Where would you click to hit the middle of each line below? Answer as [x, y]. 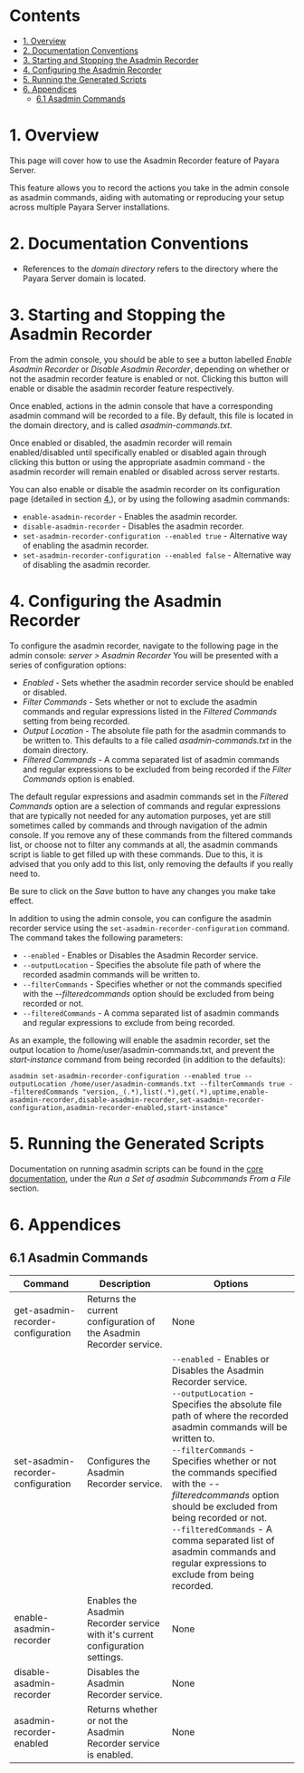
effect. [22, 901]
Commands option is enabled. [79, 779]
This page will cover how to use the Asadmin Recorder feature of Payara [144, 161]
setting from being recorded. [76, 721]
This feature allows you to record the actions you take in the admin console [149, 188]
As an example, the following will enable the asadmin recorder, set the [140, 1040]
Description [125, 1283]
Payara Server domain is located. [84, 278]
